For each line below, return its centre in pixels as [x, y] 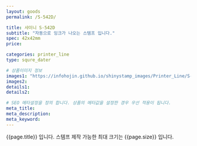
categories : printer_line [38, 55]
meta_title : [21, 108]
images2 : [17, 82]
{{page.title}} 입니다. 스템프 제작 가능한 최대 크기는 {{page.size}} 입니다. [90, 137]
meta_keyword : [23, 119]
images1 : [17, 76]
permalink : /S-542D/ [31, 17]
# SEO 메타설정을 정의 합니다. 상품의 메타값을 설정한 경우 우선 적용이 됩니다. [89, 103]
